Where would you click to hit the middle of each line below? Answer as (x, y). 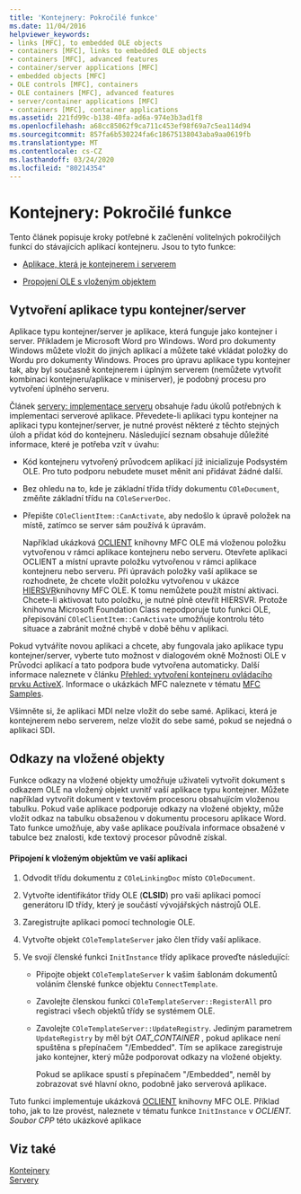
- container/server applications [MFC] (84, 68)
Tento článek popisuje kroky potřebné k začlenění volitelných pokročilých (145, 237)
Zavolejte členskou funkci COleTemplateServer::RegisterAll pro (154, 1002)
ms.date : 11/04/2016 (48, 26)
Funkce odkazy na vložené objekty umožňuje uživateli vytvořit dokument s (147, 780)
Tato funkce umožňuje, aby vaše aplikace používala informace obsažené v (147, 827)
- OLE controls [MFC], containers (74, 84)
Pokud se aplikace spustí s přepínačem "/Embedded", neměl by (153, 1075)
